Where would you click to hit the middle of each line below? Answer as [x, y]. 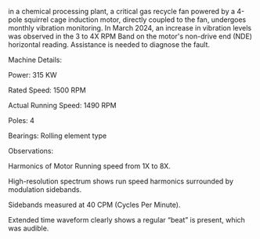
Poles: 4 [22, 120]
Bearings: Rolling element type [58, 136]
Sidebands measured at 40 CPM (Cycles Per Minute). [94, 205]
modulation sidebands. [45, 190]
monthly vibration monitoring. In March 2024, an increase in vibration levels [130, 28]
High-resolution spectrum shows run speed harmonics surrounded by [121, 181]
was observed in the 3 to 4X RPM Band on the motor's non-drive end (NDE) [130, 36]
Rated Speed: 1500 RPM [47, 90]
